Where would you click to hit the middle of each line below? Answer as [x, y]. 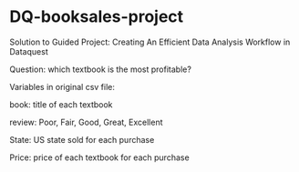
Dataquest [29, 51]
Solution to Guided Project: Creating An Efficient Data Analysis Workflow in [150, 42]
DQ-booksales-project [97, 17]
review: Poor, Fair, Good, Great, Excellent [86, 122]
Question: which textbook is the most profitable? [100, 69]
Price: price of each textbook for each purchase [99, 157]
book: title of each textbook [61, 104]
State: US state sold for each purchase [82, 139]
